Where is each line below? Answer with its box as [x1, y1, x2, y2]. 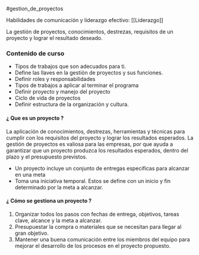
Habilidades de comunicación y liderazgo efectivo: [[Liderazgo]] [6, 17, 163, 23]
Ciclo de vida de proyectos [14, 95, 81, 102]
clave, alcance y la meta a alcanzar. [14, 217, 102, 224]
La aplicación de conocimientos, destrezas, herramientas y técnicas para [6, 128, 185, 135]
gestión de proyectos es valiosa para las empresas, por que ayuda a [6, 140, 173, 148]
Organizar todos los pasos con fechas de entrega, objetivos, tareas [14, 210, 179, 217]
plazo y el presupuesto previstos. [6, 153, 88, 160]
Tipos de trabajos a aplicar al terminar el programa [14, 82, 139, 89]
